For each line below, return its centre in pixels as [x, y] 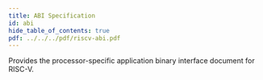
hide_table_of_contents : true [59, 30]
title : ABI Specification [52, 16]
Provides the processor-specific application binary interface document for [132, 61]
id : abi [21, 23]
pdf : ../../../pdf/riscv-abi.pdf [65, 38]
